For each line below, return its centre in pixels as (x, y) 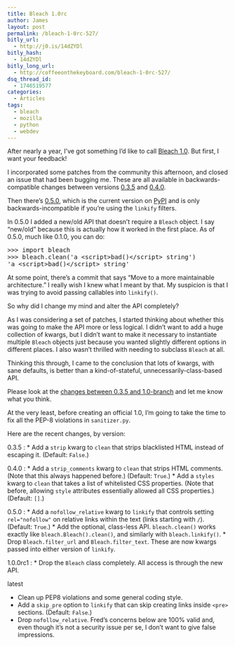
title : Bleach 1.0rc (38, 14)
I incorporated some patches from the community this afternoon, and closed (117, 172)
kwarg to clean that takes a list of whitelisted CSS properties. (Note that (110, 483)
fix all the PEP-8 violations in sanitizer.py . (69, 420)
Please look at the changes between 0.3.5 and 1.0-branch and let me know (115, 392)
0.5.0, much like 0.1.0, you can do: (56, 237)
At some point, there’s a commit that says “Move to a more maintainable (111, 277)
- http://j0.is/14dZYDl (48, 46)
